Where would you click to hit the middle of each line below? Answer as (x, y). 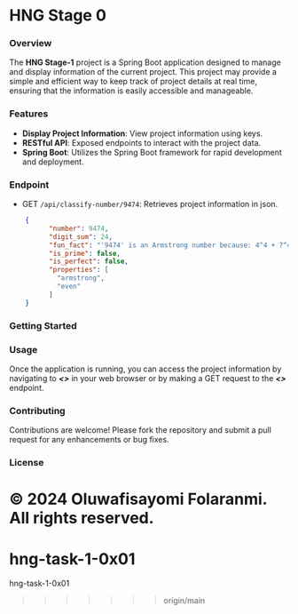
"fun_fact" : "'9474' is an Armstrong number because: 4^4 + (162, 245)
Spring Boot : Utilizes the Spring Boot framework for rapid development (152, 152)
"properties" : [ (78, 270)
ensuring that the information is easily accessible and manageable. (131, 91)
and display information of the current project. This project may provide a (143, 72)
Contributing (37, 411)
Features (29, 114)
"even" (69, 287)
